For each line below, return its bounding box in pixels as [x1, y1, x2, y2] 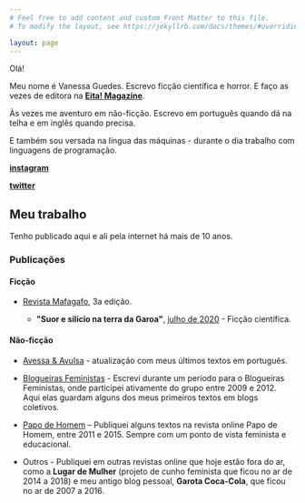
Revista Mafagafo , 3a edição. [22, 297, 133, 307]
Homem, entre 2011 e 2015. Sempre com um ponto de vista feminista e [22, 428, 287, 439]
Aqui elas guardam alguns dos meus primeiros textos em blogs [22, 392, 259, 403]
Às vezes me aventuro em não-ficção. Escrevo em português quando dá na [9, 108, 292, 119]
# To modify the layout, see [9, 22, 120, 31]
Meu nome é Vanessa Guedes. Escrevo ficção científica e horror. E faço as [9, 81, 289, 92]
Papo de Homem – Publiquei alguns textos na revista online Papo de [22, 419, 278, 430]
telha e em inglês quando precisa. [9, 117, 136, 128]
